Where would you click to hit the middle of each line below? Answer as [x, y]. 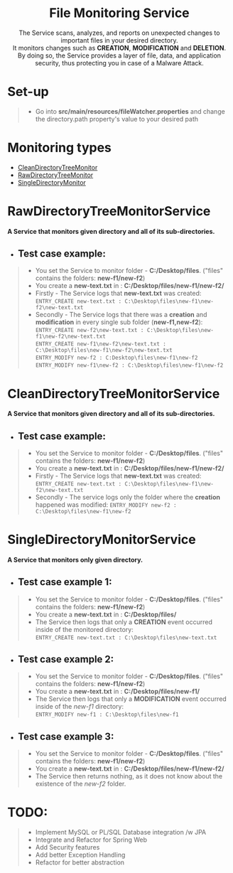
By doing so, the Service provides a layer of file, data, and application [119, 55]
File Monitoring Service [119, 13]
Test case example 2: [66, 659]
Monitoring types [60, 148]
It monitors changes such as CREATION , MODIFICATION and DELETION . [119, 48]
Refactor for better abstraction [80, 862]
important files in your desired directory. [119, 40]
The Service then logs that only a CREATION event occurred [124, 622]
